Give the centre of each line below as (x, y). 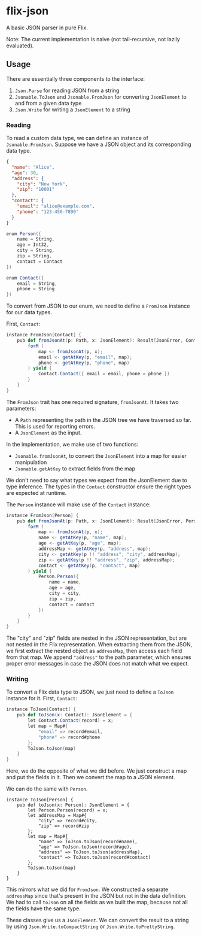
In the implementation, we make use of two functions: (72, 444)
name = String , (36, 239)
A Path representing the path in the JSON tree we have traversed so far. (103, 420)
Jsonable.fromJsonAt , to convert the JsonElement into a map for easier (101, 455)
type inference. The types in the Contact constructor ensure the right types (99, 487)
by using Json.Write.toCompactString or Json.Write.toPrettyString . (91, 926)
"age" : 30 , (25, 173)
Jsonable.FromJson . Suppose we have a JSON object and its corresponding (99, 144)
